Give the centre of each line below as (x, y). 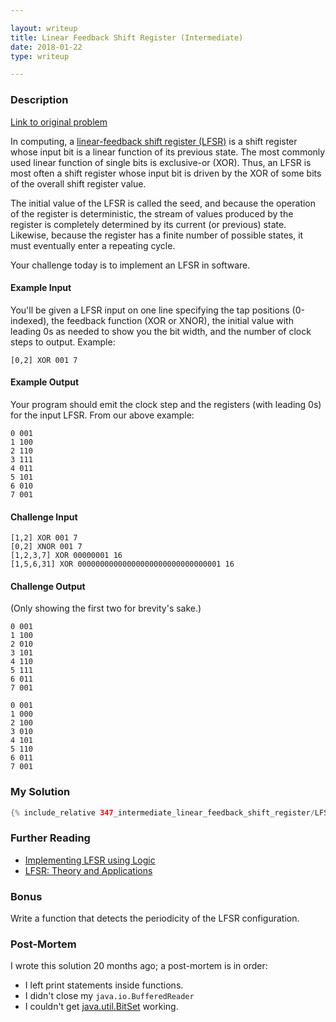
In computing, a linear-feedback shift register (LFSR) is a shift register (154, 141)
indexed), (30, 320)
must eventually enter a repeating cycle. (93, 245)
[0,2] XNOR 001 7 (46, 547)
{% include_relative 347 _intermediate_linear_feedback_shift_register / (162, 812)
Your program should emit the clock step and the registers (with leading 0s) (166, 404)
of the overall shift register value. (78, 183)
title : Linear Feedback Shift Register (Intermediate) (127, 37)
